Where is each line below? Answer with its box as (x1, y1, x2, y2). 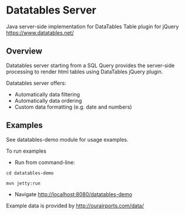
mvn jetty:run (6, 180, 41, 186)
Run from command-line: (14, 159, 75, 166)
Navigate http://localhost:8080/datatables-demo (14, 190, 133, 197)
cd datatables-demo (6, 170, 54, 176)
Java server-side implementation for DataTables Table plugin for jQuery (6, 23, 179, 30)
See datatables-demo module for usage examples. (6, 136, 129, 143)
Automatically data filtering (14, 90, 80, 98)
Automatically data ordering (14, 97, 82, 104)
